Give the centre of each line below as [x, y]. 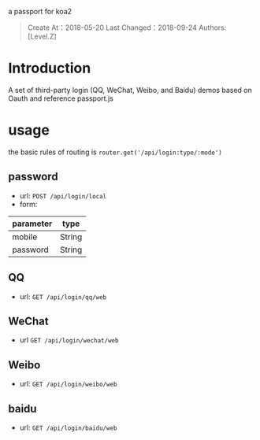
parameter [32, 224]
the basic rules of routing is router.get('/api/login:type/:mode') [115, 152]
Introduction [50, 68]
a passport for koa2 [40, 11]
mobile [25, 237]
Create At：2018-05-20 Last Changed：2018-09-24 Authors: [127, 28]
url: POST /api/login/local [63, 195]
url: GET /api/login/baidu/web [68, 427]
